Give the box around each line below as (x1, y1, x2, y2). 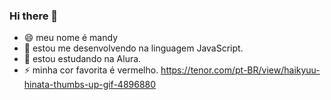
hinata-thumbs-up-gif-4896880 (23, 79, 157, 91)
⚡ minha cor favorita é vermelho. (23, 64, 159, 76)
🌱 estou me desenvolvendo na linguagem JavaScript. (23, 42, 244, 54)
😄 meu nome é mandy (23, 32, 119, 44)
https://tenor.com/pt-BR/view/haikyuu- (160, 64, 321, 76)
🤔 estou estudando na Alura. (23, 53, 142, 65)
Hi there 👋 (9, 9, 59, 23)
